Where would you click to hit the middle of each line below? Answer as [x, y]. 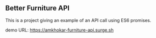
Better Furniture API [37, 8]
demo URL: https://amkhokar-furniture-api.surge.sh [59, 30]
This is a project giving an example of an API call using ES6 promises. [78, 20]
